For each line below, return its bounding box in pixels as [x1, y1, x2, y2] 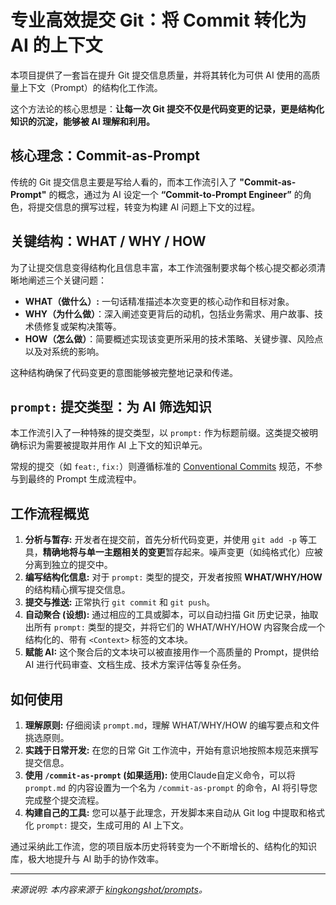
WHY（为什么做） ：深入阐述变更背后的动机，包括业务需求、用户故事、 [24, 307, 315, 320]
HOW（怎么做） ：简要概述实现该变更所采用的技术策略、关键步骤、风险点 [24, 332, 324, 345]
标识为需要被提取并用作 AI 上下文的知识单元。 [18, 439, 208, 451]
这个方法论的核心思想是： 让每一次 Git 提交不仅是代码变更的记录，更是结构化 [10, 102, 325, 115]
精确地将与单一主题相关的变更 [42, 546, 166, 558]
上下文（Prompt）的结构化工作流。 [18, 81, 163, 93]
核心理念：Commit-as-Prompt [10, 147, 200, 165]
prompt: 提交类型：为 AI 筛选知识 [10, 398, 212, 415]
